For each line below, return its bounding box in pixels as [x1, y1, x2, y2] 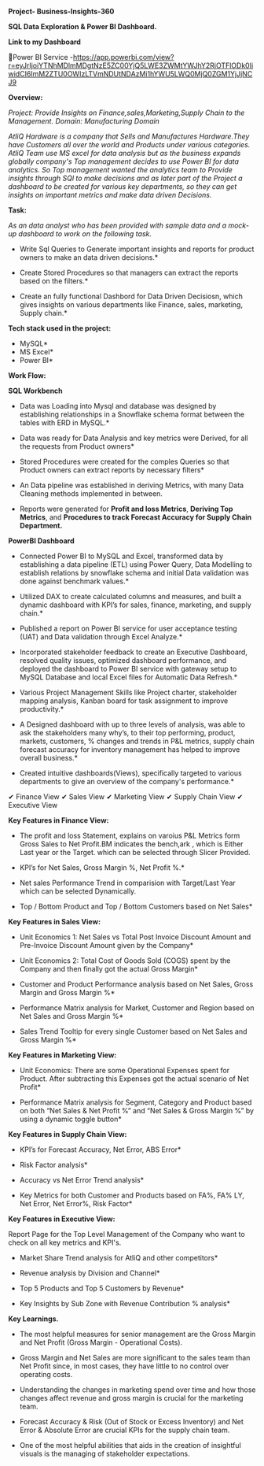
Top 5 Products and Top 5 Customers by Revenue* [19, 1283, 185, 1293]
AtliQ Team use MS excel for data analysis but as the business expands [8, 149, 241, 157]
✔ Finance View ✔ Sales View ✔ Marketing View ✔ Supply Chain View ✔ [8, 792, 244, 801]
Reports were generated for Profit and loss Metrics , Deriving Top [19, 504, 233, 513]
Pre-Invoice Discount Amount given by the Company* [19, 941, 194, 950]
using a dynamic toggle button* [19, 1114, 122, 1124]
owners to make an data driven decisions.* [19, 253, 159, 262]
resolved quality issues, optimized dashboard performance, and [19, 656, 227, 665]
